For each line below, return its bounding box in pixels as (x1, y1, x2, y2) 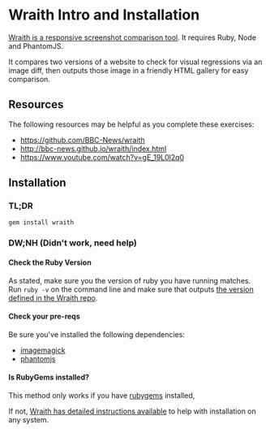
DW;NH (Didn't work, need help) (8, 237, 138, 249)
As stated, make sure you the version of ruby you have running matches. (8, 275, 251, 285)
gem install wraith (8, 219, 75, 227)
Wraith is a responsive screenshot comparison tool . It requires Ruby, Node (8, 32, 257, 42)
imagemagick (19, 345, 66, 355)
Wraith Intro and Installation (8, 6, 200, 24)
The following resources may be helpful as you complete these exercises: (8, 119, 255, 129)
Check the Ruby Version (8, 258, 92, 267)
